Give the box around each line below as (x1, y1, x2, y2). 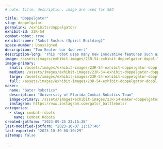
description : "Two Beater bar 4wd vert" (5, 47, 88, 52)
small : (9, 65, 23, 70)
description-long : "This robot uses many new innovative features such (5, 52, 153, 57)
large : (9, 74, 23, 79)
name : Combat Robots (14, 115, 55, 119)
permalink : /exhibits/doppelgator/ (5, 25, 77, 30)
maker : (5, 83, 18, 88)
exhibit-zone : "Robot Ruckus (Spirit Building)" (5, 38, 105, 44)
